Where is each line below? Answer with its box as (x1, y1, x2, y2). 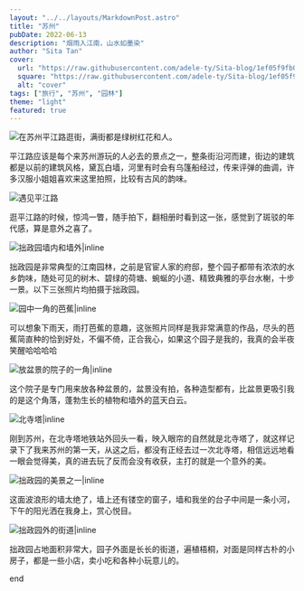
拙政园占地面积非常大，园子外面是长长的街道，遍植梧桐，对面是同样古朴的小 (9, 544, 295, 555)
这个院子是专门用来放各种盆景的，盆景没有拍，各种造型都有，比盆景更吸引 (9, 383, 287, 394)
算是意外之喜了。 (33, 223, 97, 234)
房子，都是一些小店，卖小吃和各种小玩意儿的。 (9, 555, 184, 566)
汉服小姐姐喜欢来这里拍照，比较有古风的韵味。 (16, 174, 192, 184)
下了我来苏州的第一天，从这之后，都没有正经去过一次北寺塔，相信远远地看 (16, 445, 295, 455)
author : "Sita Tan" (9, 47, 83, 56)
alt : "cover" (17, 80, 67, 89)
